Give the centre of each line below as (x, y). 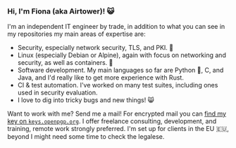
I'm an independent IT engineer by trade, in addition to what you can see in (116, 27)
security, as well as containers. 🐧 (65, 63)
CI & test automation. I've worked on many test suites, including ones (118, 85)
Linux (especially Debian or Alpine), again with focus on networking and (122, 55)
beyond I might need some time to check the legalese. (86, 137)
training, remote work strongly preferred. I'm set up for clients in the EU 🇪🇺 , (118, 129)
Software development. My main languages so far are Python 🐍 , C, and (120, 70)
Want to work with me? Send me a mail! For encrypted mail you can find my (117, 114)
